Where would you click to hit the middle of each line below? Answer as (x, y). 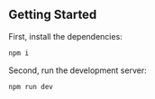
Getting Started (53, 15)
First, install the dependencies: (65, 36)
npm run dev (31, 86)
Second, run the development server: (77, 70)
